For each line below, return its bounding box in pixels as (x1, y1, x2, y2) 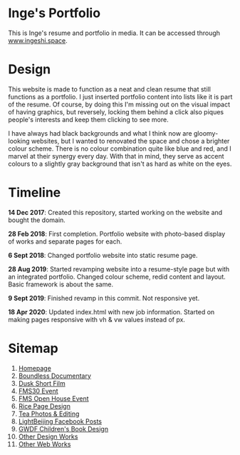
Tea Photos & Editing (18, 409, 80, 418)
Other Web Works (18, 439, 71, 448)
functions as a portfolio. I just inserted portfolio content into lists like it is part (8, 92, 233, 101)
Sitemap (8, 341, 59, 356)
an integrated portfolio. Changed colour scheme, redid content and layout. (8, 272, 226, 281)
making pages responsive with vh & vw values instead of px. (8, 315, 186, 324)
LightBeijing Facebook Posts (18, 416, 103, 426)
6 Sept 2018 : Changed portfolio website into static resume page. (8, 251, 198, 259)
